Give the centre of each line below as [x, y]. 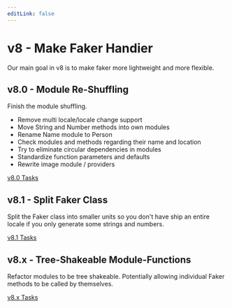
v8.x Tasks [23, 297]
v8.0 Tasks [23, 178]
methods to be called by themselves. [60, 284]
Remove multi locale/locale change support [80, 120]
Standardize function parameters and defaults [84, 157]
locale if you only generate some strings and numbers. [86, 224]
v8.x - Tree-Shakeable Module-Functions [99, 259]
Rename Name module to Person [65, 135]
